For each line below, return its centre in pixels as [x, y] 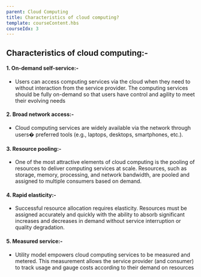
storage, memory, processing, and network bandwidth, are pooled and [102, 175]
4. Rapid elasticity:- [31, 195]
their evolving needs [40, 100]
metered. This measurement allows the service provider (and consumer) [104, 261]
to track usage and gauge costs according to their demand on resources [104, 267]
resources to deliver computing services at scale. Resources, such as [101, 168]
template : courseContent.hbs [43, 23]
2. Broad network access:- [40, 114]
